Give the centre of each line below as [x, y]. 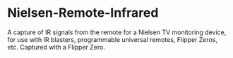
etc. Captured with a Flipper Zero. [56, 47]
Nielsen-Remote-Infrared [83, 13]
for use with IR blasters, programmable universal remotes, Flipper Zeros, [112, 39]
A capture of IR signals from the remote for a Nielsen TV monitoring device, [117, 32]
